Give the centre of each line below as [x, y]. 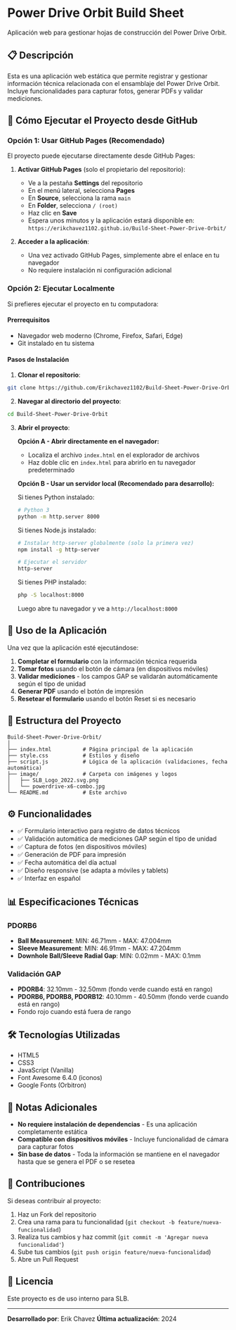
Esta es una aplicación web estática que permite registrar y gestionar [107, 76]
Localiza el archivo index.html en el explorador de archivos [114, 455]
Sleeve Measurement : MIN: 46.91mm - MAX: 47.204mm [99, 948]
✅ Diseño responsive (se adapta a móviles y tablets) [93, 870]
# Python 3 [33, 510]
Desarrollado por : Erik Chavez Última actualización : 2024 [92, 1319]
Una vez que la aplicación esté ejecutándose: [73, 647]
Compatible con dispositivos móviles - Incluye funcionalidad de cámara [123, 1139]
